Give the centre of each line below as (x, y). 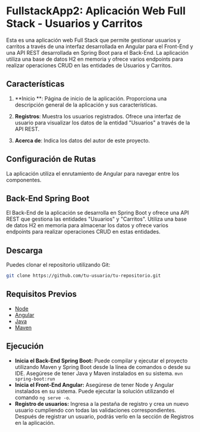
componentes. (24, 180)
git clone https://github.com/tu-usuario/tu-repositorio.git (84, 276)
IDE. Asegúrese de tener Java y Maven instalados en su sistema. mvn (99, 373)
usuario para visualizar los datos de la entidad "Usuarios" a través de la (102, 123)
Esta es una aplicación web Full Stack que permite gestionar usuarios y (93, 40)
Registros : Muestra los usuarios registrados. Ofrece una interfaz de (98, 116)
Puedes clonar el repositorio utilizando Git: (58, 265)
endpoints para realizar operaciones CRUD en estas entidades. (83, 232)
